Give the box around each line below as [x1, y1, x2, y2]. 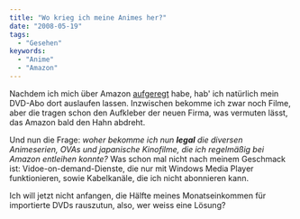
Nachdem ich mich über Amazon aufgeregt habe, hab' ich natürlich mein [9, 87, 279, 99]
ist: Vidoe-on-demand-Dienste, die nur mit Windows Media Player [9, 163, 254, 174]
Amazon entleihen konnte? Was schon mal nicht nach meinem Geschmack [9, 153, 286, 164]
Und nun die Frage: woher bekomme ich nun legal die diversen [9, 134, 243, 145]
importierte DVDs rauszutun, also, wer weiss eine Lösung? [9, 199, 226, 210]
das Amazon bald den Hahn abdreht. [9, 116, 146, 127]
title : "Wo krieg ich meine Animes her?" [9, 13, 168, 23]
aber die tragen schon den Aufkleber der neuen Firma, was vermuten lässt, [9, 107, 288, 118]
